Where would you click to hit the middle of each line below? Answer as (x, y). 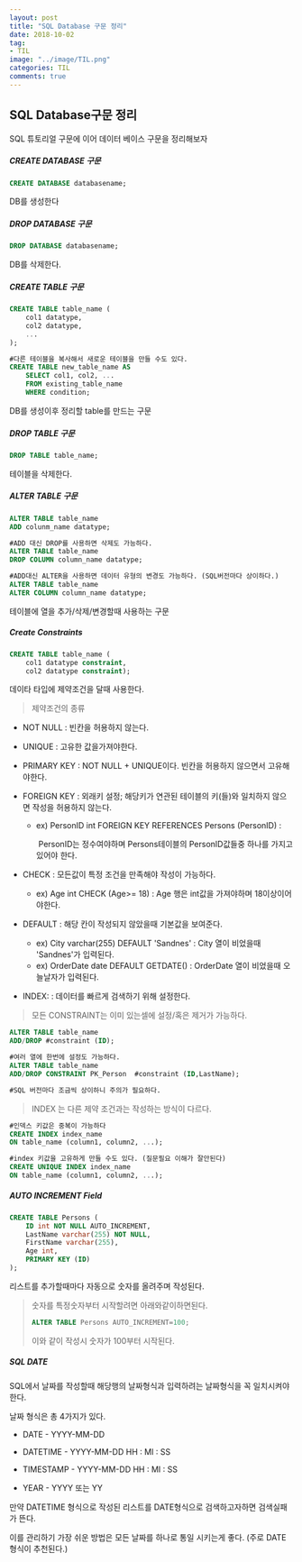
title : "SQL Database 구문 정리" (69, 26)
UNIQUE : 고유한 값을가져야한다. (80, 747)
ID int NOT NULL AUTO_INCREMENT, (88, 1226)
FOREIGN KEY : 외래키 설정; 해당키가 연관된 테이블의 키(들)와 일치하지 (146, 796)
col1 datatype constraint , (76, 662)
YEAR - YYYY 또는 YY (63, 1487)
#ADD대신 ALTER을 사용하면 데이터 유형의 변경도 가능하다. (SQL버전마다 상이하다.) (144, 576)
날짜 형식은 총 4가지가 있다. (58, 1416)
